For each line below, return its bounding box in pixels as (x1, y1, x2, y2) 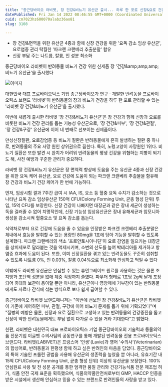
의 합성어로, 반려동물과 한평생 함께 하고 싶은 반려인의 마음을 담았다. (5, 345, 136, 351)
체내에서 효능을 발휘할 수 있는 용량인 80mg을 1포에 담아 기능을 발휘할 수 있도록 (5, 232, 159, 238)
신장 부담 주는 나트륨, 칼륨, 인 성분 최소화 (12, 53, 92, 59)
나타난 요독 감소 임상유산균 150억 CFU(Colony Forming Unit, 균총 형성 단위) (5, 196, 155, 202)
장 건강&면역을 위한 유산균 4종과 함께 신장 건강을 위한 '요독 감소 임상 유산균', (12, 40, 161, 46)
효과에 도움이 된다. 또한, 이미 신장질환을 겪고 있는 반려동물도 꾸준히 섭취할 (14, 251, 158, 257)
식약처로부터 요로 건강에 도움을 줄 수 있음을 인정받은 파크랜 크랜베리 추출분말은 (5, 226, 159, 232)
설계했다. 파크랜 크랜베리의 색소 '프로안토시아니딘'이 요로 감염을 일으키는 (5, 238, 147, 244)
